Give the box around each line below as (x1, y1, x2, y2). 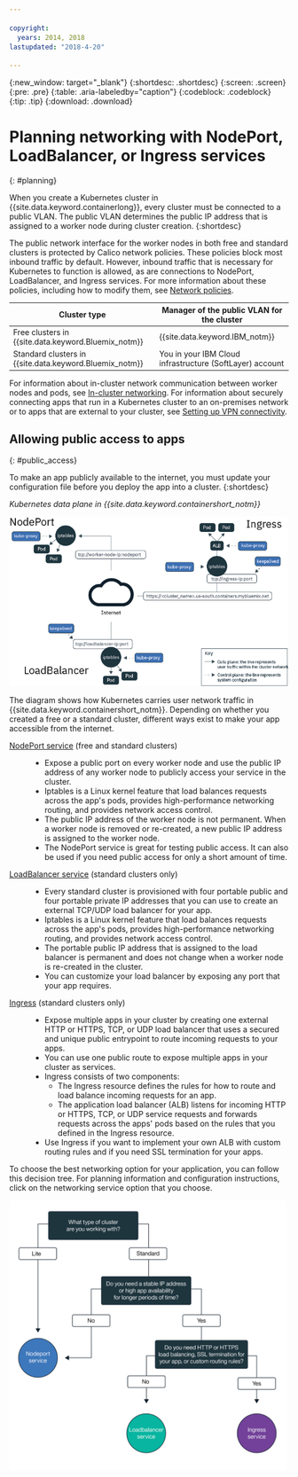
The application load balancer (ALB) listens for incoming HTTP (57, 1099, 286, 1110)
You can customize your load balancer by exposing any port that (43, 971, 281, 981)
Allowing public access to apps (9, 431, 185, 447)
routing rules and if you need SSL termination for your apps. (43, 1146, 263, 1157)
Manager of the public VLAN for (161, 304, 283, 315)
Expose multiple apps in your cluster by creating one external (43, 1015, 269, 1026)
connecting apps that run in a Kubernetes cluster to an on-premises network (9, 396, 289, 407)
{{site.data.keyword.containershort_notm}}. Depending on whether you (9, 705, 270, 715)
